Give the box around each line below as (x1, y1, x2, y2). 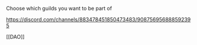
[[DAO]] (6, 33, 25, 40)
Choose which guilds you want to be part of (6, 5, 112, 12)
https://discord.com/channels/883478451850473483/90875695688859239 (6, 16, 191, 22)
